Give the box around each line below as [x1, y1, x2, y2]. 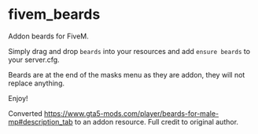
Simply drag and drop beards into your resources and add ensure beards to [8, 46, 250, 56]
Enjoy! [8, 93, 29, 103]
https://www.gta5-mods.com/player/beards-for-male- [44, 108, 219, 118]
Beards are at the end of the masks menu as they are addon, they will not [8, 70, 245, 79]
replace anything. [8, 78, 65, 88]
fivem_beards [8, 5, 101, 24]
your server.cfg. [8, 55, 61, 64]
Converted [8, 108, 43, 118]
